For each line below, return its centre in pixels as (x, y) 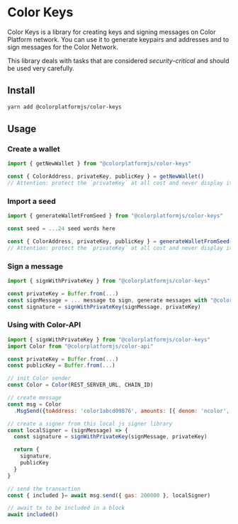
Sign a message (35, 266)
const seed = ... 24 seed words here (61, 229)
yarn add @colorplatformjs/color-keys (64, 107)
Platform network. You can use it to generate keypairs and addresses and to (118, 39)
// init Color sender (39, 378)
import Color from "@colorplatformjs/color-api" (80, 346)
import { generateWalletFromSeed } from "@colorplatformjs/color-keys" (115, 216)
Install (21, 90)
